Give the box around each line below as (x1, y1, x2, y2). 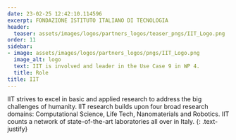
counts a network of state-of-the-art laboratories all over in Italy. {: (7, 117, 201, 126)
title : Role (13, 69, 49, 76)
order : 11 (7, 37, 37, 44)
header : (7, 23, 30, 30)
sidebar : (7, 43, 33, 50)
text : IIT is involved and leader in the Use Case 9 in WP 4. (13, 63, 200, 70)
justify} (7, 125, 28, 134)
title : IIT (7, 75, 39, 83)
